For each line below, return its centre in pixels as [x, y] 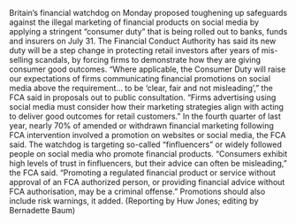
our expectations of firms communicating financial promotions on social [140, 78]
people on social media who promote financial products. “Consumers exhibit [148, 154]
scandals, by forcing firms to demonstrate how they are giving [148, 60]
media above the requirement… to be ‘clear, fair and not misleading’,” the [141, 88]
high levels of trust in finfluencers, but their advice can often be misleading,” [148, 163]
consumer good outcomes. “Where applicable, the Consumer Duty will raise [148, 69]
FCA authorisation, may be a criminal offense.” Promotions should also [137, 191]
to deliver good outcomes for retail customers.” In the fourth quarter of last [145, 116]
